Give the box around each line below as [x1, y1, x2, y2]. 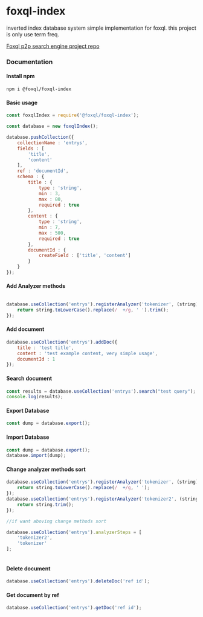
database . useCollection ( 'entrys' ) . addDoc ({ [6, 339, 118, 345]
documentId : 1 [17, 356, 56, 362]
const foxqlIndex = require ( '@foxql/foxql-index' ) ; [6, 112, 139, 119]
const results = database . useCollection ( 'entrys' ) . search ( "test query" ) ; [6, 388, 196, 395]
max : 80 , [38, 196, 63, 202]
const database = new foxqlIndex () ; [6, 123, 98, 130]
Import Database [6, 433, 50, 441]
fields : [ [17, 145, 45, 152]
